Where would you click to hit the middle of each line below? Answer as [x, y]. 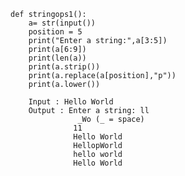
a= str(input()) [62, 23]
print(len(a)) [57, 58]
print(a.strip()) [64, 67]
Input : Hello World [71, 102]
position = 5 [55, 32]
